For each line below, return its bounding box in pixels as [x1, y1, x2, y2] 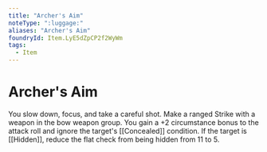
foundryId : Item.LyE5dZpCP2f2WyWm [8, 33, 124, 42]
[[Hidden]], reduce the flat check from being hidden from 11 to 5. [8, 134, 220, 144]
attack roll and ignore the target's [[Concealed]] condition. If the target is [8, 126, 247, 135]
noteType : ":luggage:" [8, 19, 84, 27]
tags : [8, 41, 26, 49]
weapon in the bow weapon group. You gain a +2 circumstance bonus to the [8, 117, 259, 127]
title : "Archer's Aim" [8, 11, 84, 20]
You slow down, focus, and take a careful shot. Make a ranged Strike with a [8, 109, 256, 119]
